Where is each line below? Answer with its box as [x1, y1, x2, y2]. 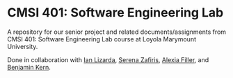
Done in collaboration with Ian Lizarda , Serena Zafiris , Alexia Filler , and [7, 55, 209, 64]
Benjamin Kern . [7, 63, 51, 71]
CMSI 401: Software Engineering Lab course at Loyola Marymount [7, 35, 197, 43]
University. [7, 42, 38, 50]
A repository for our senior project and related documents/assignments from [7, 28, 227, 36]
